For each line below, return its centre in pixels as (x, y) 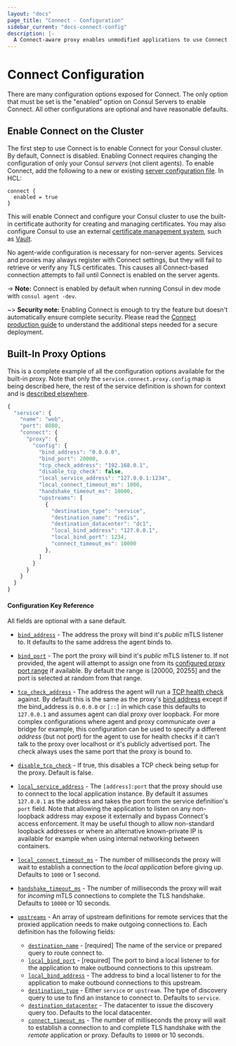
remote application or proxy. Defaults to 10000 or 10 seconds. (116, 1035)
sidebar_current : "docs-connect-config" (67, 27)
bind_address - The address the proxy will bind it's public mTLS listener (120, 634)
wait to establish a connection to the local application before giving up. (120, 867)
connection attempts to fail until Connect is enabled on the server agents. (113, 274)
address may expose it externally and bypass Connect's (127, 816)
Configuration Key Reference (51, 605)
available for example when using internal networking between (108, 838)
